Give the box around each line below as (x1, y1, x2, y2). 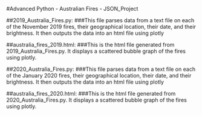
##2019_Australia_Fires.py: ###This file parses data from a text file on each (6, 17, 195, 23)
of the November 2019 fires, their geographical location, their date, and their (6, 23, 197, 30)
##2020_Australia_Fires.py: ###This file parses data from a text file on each (6, 66, 195, 73)
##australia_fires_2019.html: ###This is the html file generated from (6, 41, 175, 48)
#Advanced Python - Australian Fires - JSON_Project (6, 5, 138, 12)
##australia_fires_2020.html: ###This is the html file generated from (6, 90, 176, 97)
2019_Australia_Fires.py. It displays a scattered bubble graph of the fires (6, 47, 186, 55)
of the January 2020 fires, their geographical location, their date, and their (6, 72, 192, 79)
